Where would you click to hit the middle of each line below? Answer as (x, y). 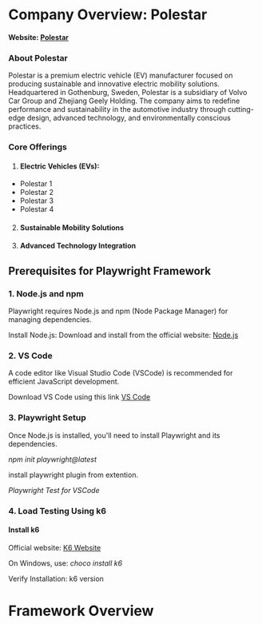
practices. (25, 126)
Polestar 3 (37, 201)
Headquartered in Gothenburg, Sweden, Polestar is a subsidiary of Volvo (128, 93)
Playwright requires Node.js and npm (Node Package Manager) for (118, 311)
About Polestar (38, 58)
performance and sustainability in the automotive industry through (117, 109)
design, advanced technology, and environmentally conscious (129, 118)
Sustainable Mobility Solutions (72, 227)
